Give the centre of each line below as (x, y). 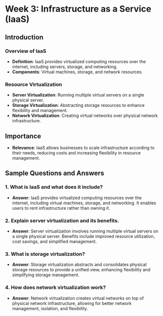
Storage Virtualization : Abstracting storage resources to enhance (78, 105)
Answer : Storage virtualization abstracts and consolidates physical (79, 265)
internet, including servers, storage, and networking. (65, 67)
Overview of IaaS (26, 51)
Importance (23, 136)
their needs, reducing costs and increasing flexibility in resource (76, 153)
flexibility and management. (40, 111)
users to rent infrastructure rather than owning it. (61, 208)
